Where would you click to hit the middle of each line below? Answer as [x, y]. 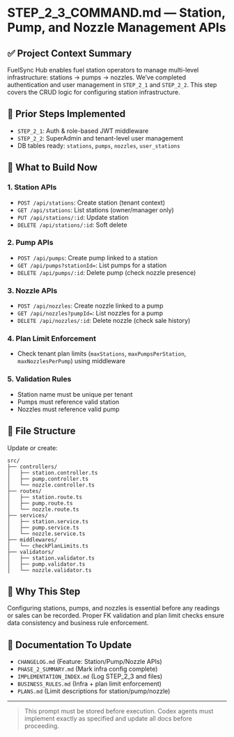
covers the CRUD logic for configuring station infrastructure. [94, 92]
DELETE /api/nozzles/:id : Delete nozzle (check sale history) [104, 321]
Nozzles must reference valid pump [68, 409]
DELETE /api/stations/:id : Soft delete [72, 225]
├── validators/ [31, 552]
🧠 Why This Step [44, 591]
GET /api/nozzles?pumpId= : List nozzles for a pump [90, 313]
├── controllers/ [32, 467]
